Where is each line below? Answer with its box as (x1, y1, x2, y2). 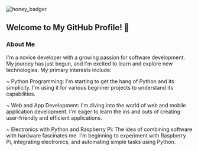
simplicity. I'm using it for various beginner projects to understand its (6, 84, 173, 91)
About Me (6, 40, 35, 48)
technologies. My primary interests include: (6, 66, 112, 73)
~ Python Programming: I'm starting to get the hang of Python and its (6, 77, 174, 85)
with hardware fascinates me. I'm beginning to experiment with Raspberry (6, 132, 186, 139)
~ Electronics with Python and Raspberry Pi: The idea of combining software (6, 126, 193, 133)
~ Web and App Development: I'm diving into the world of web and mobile (6, 101, 186, 109)
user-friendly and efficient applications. (6, 114, 102, 121)
